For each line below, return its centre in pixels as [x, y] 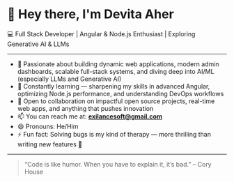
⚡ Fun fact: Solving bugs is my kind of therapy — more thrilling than [114, 134]
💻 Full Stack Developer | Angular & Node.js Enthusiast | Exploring [101, 33]
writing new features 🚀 [49, 144]
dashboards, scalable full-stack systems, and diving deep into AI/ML [116, 71]
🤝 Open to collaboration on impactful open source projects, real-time [116, 101]
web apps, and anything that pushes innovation [85, 108]
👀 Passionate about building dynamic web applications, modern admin [118, 64]
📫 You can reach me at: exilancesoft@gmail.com [89, 116]
